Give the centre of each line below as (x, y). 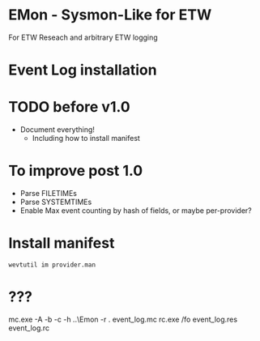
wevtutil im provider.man (52, 265)
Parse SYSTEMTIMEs (56, 202)
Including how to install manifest (86, 139)
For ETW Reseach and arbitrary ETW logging (83, 37)
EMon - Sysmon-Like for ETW (110, 15)
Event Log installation (83, 70)
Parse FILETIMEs (48, 193)
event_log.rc (29, 328)
